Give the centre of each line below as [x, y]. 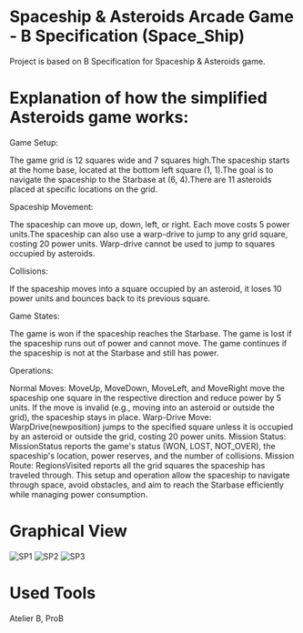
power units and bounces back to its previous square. [110, 298]
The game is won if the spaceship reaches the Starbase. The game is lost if [151, 333]
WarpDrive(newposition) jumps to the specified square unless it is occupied [151, 427]
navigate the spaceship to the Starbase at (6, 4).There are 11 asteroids [141, 179]
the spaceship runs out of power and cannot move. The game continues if [148, 343]
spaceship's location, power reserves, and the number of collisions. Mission [152, 456]
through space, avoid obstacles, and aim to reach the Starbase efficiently [147, 485]
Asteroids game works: [99, 118]
